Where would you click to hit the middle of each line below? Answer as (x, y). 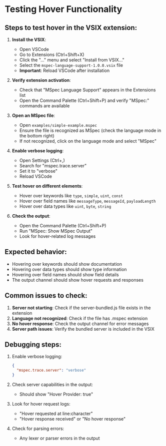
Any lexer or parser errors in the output (60, 439)
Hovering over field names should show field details (65, 274)
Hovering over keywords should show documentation (67, 264)
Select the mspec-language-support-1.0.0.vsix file (71, 65)
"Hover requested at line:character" (56, 414)
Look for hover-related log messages (57, 236)
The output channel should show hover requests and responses (77, 280)
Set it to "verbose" (38, 171)
